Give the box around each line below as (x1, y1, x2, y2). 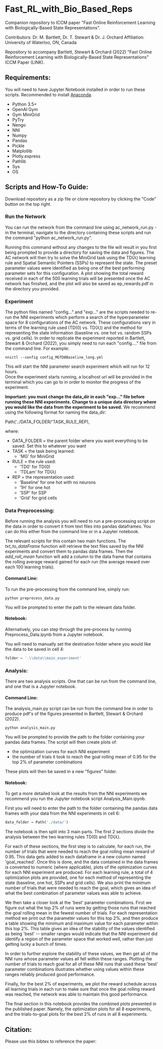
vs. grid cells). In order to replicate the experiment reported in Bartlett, (5, 335, 146, 341)
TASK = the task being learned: (12, 448, 75, 454)
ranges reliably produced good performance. (5, 972, 96, 978)
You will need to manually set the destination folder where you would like (5, 641, 151, 647)
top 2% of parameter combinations (12, 759, 83, 765)
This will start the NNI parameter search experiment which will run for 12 (5, 363, 150, 370)
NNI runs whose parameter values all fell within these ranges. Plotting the (5, 956, 152, 962)
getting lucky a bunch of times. (5, 941, 67, 947)
